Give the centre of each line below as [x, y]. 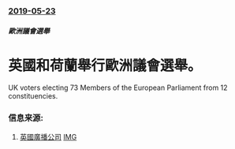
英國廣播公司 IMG [48, 136]
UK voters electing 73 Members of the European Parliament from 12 [118, 88]
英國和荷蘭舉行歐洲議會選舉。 [105, 65]
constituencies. [33, 96]
